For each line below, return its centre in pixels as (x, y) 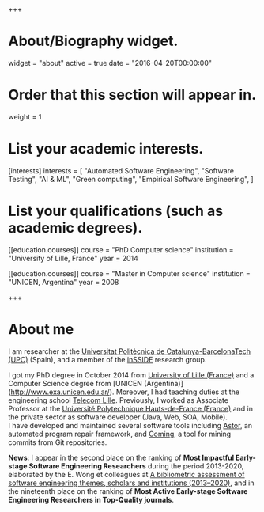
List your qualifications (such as (116, 211)
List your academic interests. (106, 149)
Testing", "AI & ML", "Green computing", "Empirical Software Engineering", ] (131, 179)
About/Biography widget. (93, 41)
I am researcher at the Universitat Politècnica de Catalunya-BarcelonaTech (130, 351)
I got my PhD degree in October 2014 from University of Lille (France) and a (131, 375)
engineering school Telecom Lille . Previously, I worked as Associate (119, 400)
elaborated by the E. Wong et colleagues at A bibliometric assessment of (126, 474)
